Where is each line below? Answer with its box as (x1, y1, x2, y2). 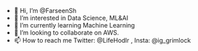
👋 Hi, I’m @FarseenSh (13, 7, 77, 14)
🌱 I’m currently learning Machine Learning (13, 21, 135, 29)
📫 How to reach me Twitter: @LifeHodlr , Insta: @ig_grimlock (13, 37, 191, 44)
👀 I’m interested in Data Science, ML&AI (13, 14, 129, 22)
